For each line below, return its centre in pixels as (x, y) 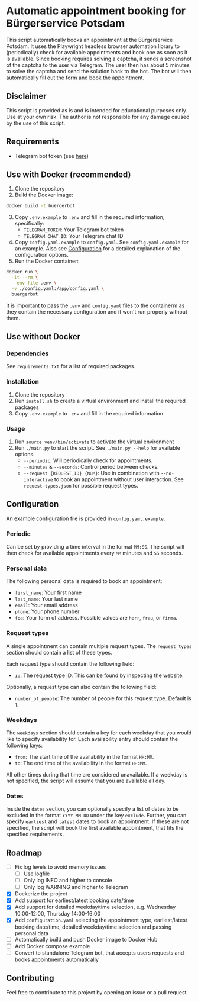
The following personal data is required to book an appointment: (84, 581)
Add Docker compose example (52, 946)
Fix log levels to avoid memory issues (60, 867)
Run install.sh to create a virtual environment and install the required (100, 401)
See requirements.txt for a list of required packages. (71, 366)
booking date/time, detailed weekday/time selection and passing (93, 927)
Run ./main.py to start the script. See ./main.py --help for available (97, 447)
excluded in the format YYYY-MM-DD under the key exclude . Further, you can (96, 816)
